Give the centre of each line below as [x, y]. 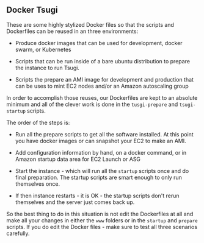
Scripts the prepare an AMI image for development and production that [104, 79]
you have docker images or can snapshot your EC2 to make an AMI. [100, 141]
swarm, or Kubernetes [43, 49]
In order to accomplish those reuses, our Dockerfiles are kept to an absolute [102, 97]
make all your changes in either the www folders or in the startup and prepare [102, 220]
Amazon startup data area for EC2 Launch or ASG [78, 159]
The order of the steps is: [38, 122]
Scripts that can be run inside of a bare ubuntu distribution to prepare [103, 61]
